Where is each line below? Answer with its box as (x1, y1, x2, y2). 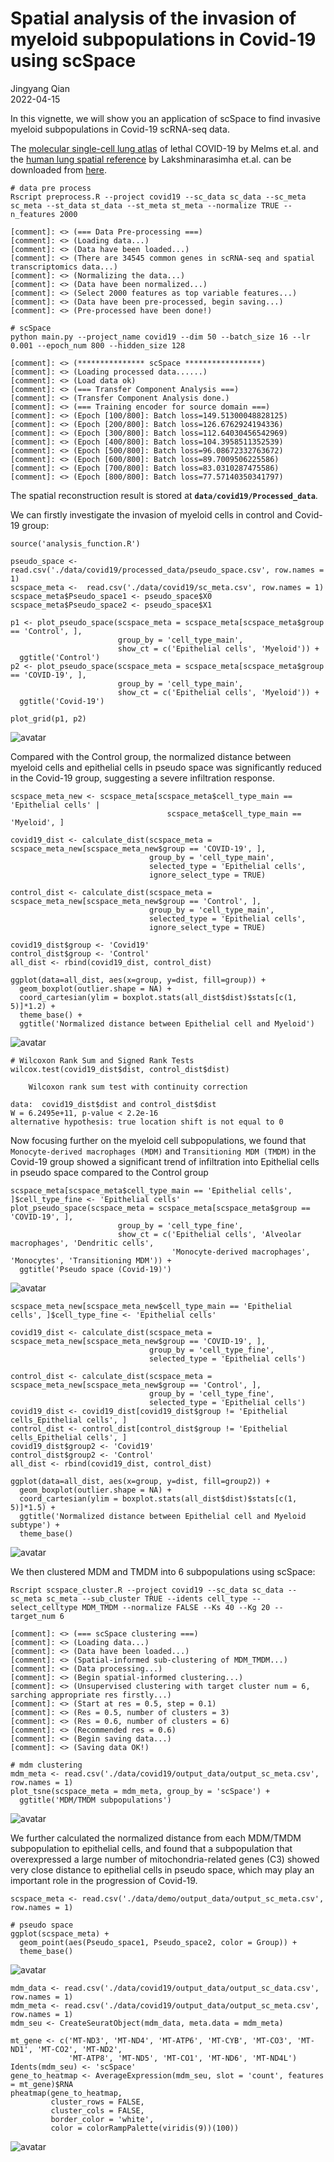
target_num (10, 1611, 56, 1621)
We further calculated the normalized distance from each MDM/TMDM (10, 1832, 302, 1844)
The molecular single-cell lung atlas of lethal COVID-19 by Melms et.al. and (10, 142, 319, 154)
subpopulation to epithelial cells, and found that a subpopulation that (10, 1842, 293, 1854)
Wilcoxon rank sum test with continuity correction (28, 1082, 248, 1092)
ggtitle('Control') (19, 652, 101, 662)
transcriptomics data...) (10, 262, 118, 272)
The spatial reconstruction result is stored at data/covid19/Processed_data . (10, 489, 318, 501)
